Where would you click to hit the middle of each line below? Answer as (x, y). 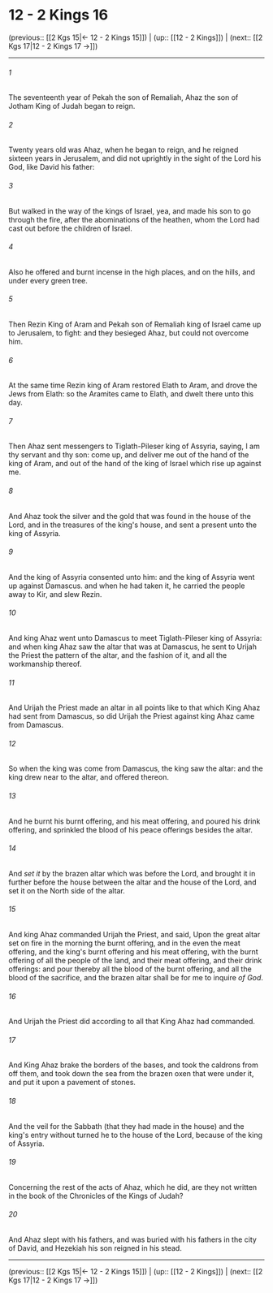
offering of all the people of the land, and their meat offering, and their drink (135, 960)
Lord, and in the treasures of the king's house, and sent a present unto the (133, 525)
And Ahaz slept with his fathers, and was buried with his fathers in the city (133, 1239)
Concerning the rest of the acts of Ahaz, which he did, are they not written (133, 1187)
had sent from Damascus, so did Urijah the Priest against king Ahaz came (132, 716)
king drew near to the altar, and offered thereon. (89, 777)
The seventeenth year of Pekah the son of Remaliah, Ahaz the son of (123, 97)
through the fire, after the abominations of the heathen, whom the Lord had (134, 219)
